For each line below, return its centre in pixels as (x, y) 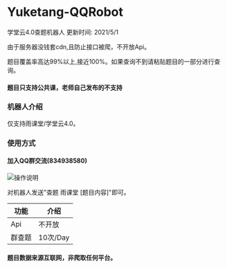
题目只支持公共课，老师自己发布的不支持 (65, 87)
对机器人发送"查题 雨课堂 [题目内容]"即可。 (69, 192)
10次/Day (54, 238)
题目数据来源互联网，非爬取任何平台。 (62, 258)
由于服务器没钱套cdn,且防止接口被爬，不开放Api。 (79, 46)
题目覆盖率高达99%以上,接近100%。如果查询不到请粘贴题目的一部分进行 (111, 61)
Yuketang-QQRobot (65, 12)
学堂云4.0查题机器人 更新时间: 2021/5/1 (63, 32)
